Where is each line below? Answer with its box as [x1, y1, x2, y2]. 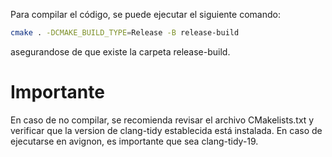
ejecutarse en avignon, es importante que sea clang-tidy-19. [10, 135, 259, 147]
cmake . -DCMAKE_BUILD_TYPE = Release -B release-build [10, 28, 240, 38]
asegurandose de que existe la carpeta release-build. [10, 45, 231, 58]
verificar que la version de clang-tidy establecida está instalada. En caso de [10, 124, 323, 136]
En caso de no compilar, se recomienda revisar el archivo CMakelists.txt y [10, 114, 315, 126]
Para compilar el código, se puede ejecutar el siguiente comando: [10, 9, 281, 20]
